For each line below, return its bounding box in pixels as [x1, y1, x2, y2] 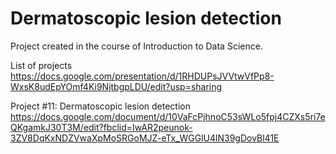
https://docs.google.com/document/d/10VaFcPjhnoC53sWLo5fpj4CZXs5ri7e [10, 110, 326, 122]
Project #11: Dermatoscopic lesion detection [10, 100, 191, 112]
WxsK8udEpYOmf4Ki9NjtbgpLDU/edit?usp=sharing [10, 80, 223, 92]
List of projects [10, 59, 73, 71]
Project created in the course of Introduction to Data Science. [10, 40, 263, 52]
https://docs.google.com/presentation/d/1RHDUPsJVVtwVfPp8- [10, 70, 275, 82]
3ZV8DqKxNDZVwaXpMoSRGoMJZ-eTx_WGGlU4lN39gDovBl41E [10, 132, 280, 144]
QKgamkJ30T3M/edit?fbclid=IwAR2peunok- [10, 121, 193, 133]
